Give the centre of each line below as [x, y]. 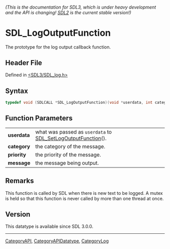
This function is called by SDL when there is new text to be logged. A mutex [84, 193]
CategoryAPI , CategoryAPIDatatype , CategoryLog [57, 241]
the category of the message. [70, 146]
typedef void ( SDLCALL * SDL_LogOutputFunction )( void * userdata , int [79, 103]
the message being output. [67, 163]
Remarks [20, 181]
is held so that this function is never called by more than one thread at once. [84, 198]
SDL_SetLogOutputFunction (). [71, 138]
